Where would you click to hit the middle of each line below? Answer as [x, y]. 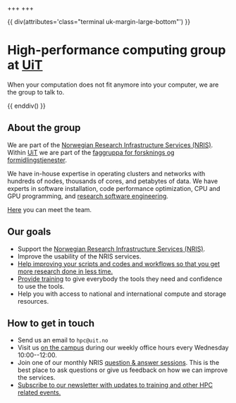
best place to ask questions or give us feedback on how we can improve [123, 370]
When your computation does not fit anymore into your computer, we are [113, 85]
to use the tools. [41, 286]
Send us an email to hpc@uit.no [63, 340]
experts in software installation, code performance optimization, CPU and [114, 188]
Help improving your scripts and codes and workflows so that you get [119, 263]
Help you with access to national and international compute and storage [122, 294]
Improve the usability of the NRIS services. [79, 256]
